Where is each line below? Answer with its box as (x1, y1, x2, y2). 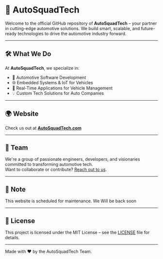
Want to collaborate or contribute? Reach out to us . (5, 167, 107, 172)
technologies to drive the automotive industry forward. (17, 30, 127, 36)
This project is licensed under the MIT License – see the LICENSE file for (5, 229, 150, 235)
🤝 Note (5, 185, 26, 193)
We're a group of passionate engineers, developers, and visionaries (5, 156, 140, 162)
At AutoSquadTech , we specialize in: (5, 65, 80, 71)
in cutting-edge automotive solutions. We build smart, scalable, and (5, 25, 140, 31)
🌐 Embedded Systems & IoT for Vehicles (12, 79, 93, 85)
